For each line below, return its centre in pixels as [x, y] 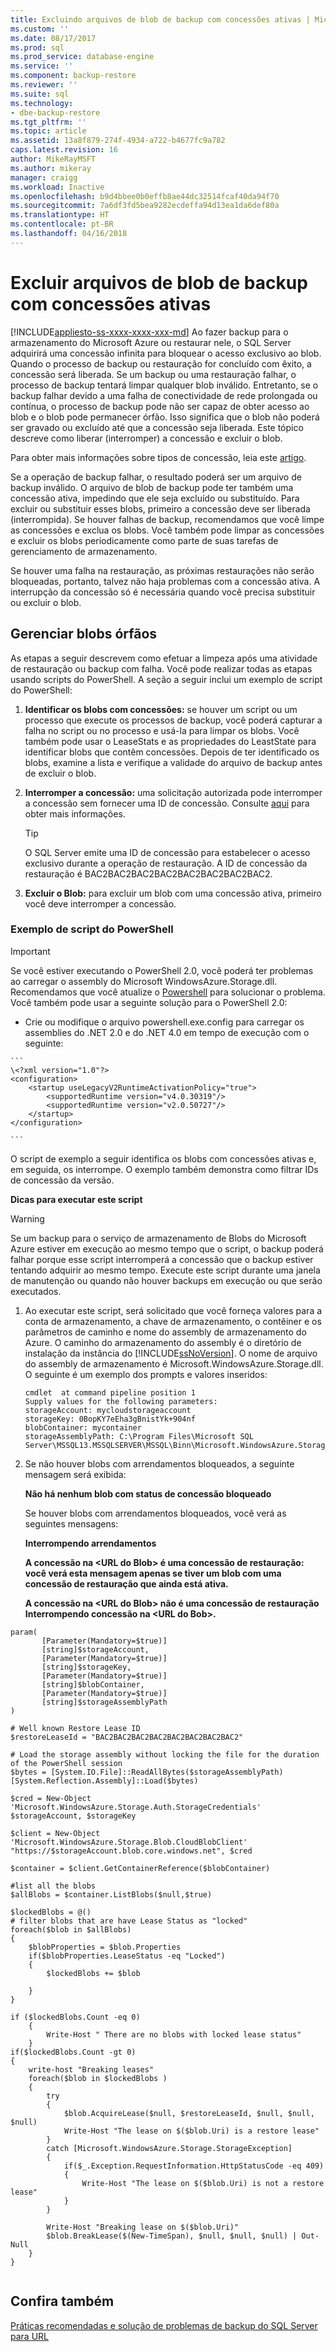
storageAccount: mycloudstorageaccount [108, 1410]
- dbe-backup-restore [55, 112]
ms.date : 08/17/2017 [53, 38]
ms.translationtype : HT [60, 215]
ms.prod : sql [37, 47]
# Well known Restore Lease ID [75, 1728]
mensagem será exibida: [75, 1474]
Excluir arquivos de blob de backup [159, 282]
